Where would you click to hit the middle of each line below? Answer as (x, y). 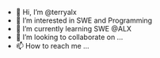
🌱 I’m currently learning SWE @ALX (74, 29)
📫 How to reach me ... (52, 46)
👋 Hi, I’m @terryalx (46, 12)
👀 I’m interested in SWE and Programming (84, 20)
